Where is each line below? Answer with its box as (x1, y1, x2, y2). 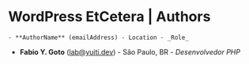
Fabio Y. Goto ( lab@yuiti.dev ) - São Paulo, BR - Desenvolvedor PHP (19, 47, 241, 56)
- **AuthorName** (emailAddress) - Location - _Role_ (8, 34, 190, 41)
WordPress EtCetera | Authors (8, 8, 211, 26)
